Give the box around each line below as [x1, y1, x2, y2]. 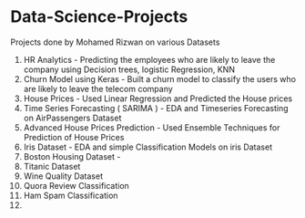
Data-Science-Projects [10, 6, 188, 27]
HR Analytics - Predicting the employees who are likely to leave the [23, 54, 276, 65]
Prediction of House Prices [23, 131, 125, 142]
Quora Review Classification [23, 180, 130, 191]
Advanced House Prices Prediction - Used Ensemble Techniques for [23, 121, 280, 133]
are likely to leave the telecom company [23, 83, 174, 94]
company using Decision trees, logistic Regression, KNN [23, 64, 236, 75]
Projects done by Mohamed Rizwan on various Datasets [10, 36, 220, 47]
